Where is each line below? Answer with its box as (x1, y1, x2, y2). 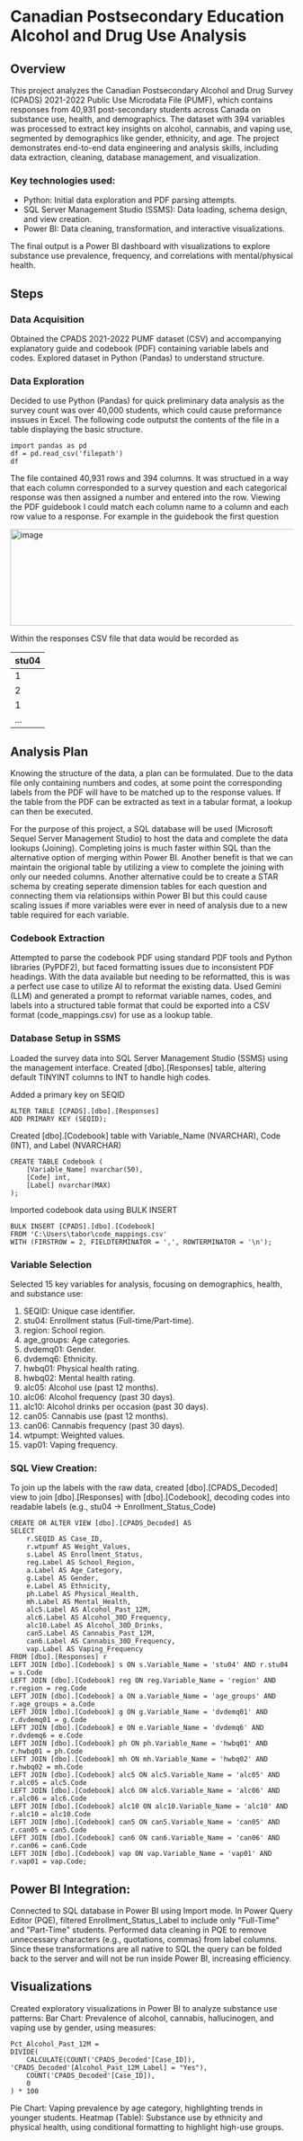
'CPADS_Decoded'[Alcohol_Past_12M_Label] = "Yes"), (10, 2063, 208, 2072)
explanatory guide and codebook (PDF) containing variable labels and (10, 343, 269, 353)
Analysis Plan (10, 744, 89, 759)
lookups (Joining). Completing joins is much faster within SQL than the (10, 843, 272, 853)
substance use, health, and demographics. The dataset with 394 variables (10, 114, 286, 124)
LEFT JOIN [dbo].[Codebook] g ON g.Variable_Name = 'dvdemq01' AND (10, 1708, 269, 1717)
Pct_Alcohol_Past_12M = (10, 2039, 100, 2048)
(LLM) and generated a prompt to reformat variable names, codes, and (10, 991, 272, 1002)
